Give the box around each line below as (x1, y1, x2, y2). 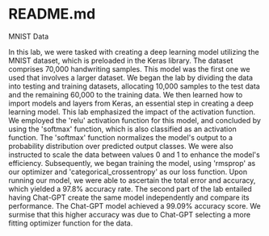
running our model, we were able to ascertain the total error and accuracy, (8, 175, 256, 185)
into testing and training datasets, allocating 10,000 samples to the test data (8, 81, 260, 91)
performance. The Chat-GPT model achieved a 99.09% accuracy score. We (8, 201, 261, 210)
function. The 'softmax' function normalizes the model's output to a (8, 132, 233, 142)
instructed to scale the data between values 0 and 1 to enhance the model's (8, 150, 260, 159)
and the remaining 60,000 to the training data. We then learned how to (8, 89, 243, 99)
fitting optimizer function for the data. (8, 218, 133, 228)
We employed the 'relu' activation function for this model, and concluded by (8, 115, 261, 125)
